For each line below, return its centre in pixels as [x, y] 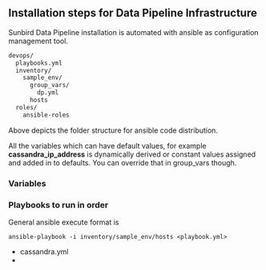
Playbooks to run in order [58, 204]
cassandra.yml [44, 252]
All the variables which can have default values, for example [107, 145]
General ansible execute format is [64, 222]
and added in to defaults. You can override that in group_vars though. [123, 162]
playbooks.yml [39, 63]
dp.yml [48, 93]
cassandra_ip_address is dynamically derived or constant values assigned [132, 154]
